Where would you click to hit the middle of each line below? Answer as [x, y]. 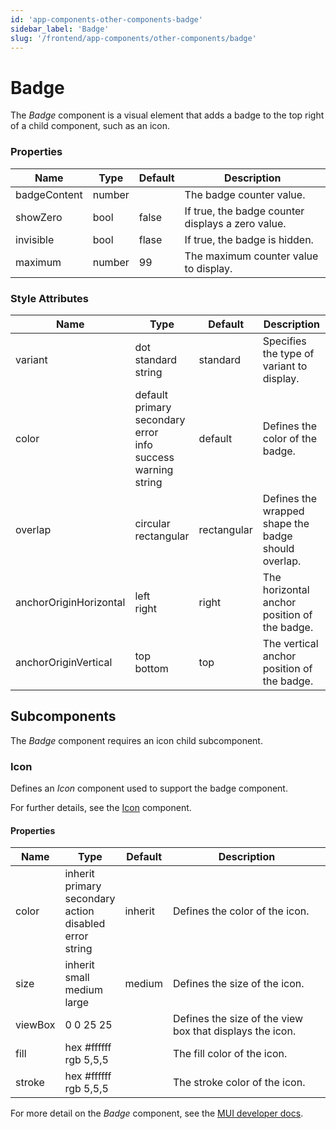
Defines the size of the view [238, 1019]
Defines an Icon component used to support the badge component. [149, 788]
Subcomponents [63, 716]
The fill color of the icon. [230, 1054]
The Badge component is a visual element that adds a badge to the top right [167, 115]
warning [154, 469]
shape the [286, 523]
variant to [285, 366]
